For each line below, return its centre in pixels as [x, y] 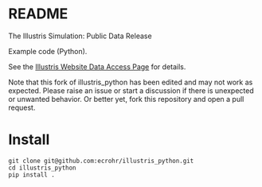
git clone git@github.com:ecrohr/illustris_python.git [101, 161]
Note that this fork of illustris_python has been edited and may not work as [131, 82]
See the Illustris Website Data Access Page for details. [97, 66]
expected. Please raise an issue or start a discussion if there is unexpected [131, 90]
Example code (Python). [48, 51]
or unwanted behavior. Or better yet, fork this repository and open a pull [126, 99]
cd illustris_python [43, 168]
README [38, 14]
